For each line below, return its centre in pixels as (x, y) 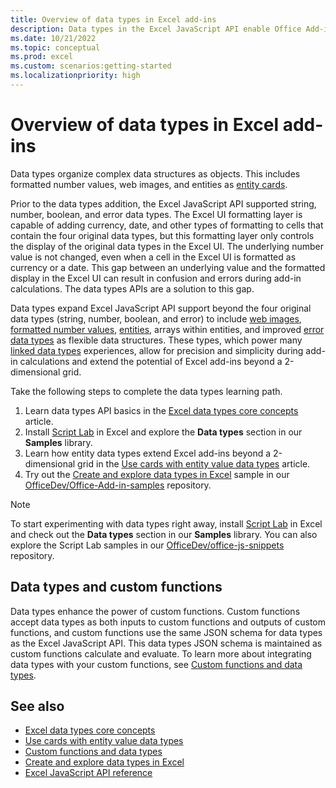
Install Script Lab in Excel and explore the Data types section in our (163, 432)
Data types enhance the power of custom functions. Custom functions (155, 611)
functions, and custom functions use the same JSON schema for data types (166, 632)
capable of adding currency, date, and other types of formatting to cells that (167, 225)
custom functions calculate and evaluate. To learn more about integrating (161, 653)
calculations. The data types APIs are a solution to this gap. (132, 288)
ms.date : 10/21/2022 (53, 38)
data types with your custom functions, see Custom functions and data (156, 664)
